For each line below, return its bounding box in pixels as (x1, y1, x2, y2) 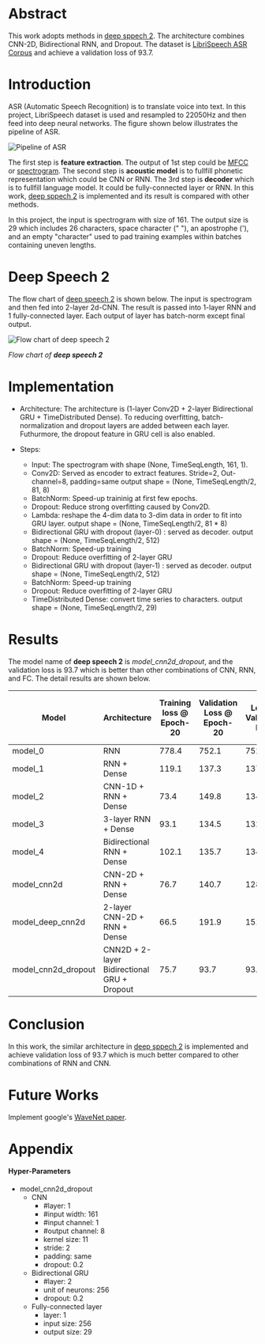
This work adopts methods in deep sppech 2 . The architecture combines (8, 31, 244, 40)
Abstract (8, 5, 67, 23)
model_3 (12, 818, 45, 830)
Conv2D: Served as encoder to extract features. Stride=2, (31, 468, 219, 477)
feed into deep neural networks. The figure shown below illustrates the (8, 118, 238, 127)
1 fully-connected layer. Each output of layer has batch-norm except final (8, 310, 245, 321)
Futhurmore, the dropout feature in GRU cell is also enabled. (19, 429, 215, 439)
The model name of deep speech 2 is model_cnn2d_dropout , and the (8, 656, 233, 666)
